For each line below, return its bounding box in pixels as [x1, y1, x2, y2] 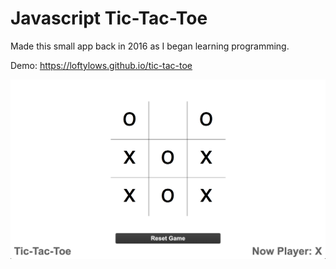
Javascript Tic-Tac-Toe [10, 7, 208, 30]
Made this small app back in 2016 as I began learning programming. [10, 40, 290, 52]
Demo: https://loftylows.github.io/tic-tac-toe [10, 59, 193, 71]
